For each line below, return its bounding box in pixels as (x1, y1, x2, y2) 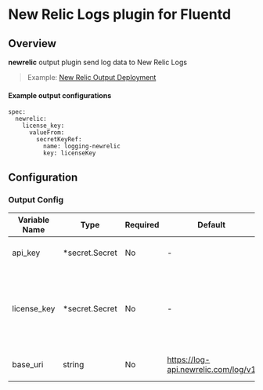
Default (197, 219, 225, 230)
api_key (12, 247, 41, 258)
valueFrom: (28, 129, 65, 137)
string (62, 359, 85, 370)
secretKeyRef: (36, 136, 82, 144)
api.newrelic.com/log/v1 (167, 363, 257, 374)
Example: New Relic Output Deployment (27, 73, 157, 82)
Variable (17, 214, 50, 225)
